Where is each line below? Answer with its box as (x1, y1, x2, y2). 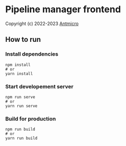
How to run (5, 35, 41, 44)
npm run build (5, 127, 36, 132)
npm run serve (5, 94, 36, 100)
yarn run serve (5, 103, 38, 108)
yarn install (5, 71, 33, 76)
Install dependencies (5, 51, 59, 58)
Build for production (5, 115, 56, 122)
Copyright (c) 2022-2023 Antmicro (5, 20, 79, 27)
